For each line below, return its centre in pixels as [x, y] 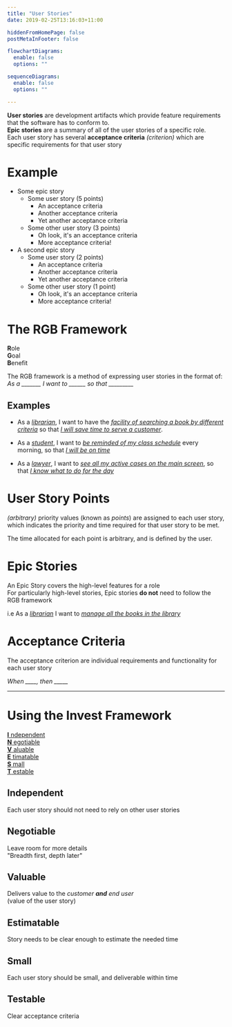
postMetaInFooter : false [43, 39]
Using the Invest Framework [89, 716]
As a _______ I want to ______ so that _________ [70, 384]
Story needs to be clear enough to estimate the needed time [93, 939]
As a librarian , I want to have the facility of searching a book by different [120, 422]
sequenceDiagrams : [33, 77]
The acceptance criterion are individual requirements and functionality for [112, 661]
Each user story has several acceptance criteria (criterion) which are [106, 137]
